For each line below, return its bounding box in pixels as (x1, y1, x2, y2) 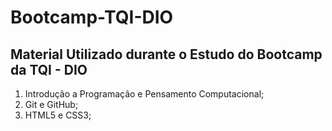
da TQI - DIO (10, 61, 88, 78)
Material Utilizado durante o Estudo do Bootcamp (10, 46, 323, 63)
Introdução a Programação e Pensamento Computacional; (24, 88, 265, 100)
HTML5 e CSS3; (24, 109, 92, 121)
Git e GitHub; (24, 99, 79, 110)
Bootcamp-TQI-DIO (10, 6, 174, 29)
